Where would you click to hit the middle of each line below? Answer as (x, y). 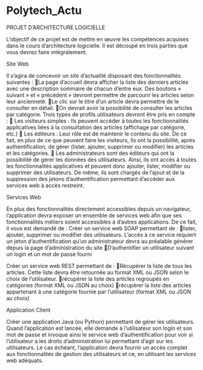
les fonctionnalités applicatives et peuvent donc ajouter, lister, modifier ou (98, 166)
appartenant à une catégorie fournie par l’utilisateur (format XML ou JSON (99, 292)
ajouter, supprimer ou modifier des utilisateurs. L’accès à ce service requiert (101, 235)
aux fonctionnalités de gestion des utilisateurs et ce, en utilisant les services (101, 354)
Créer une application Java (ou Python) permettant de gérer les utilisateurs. (101, 321)
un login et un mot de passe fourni (49, 254)
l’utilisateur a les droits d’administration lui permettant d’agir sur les (90, 341)
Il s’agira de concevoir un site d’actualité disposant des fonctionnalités (94, 75)
